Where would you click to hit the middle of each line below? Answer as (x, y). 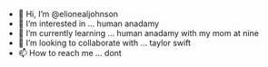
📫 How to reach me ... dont (70, 53)
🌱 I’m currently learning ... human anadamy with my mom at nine (138, 33)
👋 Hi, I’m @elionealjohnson (68, 14)
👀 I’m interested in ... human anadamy (89, 24)
